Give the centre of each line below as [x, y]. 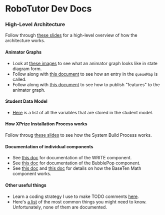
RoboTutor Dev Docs [48, 9]
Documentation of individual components [49, 146]
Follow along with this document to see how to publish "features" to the [86, 84]
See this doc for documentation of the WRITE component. [72, 158]
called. [19, 79]
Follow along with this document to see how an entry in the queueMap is [85, 74]
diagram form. [27, 69]
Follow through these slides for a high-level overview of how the [71, 35]
